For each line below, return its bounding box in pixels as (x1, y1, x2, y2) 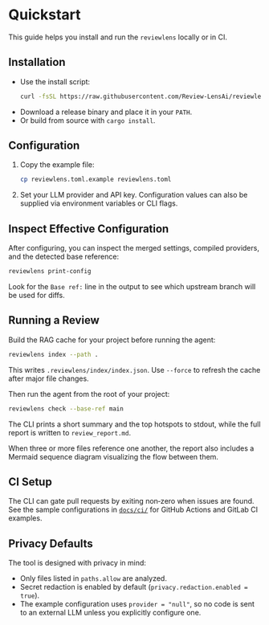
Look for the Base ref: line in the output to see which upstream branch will (8, 282, 256, 291)
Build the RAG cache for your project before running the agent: (8, 335, 216, 345)
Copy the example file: (19, 160, 95, 170)
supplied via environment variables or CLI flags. (19, 198, 178, 208)
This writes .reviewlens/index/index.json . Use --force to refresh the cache (8, 365, 261, 374)
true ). (19, 590, 40, 600)
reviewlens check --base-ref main (8, 404, 124, 413)
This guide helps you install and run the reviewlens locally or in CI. (8, 32, 227, 42)
